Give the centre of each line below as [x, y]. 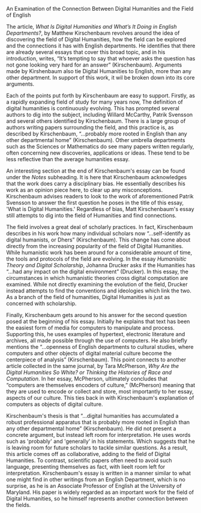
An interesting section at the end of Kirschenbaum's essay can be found [95, 171]
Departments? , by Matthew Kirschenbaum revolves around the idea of [93, 33]
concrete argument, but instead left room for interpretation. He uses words [98, 435]
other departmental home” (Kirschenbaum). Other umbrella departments [96, 140]
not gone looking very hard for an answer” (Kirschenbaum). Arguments [94, 65]
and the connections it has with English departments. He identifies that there [101, 46]
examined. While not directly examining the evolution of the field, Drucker [97, 284]
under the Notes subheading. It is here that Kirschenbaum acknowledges [97, 177]
